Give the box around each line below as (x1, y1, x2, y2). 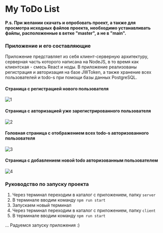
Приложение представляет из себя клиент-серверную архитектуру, (5, 54, 149, 59)
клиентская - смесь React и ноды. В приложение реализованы (5, 64, 137, 70)
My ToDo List (5, 3, 60, 15)
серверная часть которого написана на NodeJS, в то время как (5, 59, 139, 65)
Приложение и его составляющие (5, 42, 91, 49)
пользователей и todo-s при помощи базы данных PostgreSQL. (5, 75, 137, 81)
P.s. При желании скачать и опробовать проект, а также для (5, 20, 136, 26)
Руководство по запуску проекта (5, 180, 89, 187)
